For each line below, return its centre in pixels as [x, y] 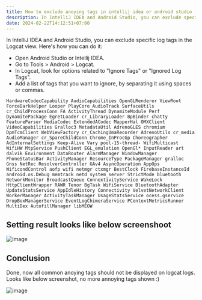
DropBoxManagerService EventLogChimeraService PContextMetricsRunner [95, 201]
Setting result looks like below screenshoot [89, 225]
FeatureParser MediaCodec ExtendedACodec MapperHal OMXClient [86, 122]
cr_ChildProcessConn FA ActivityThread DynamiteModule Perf [83, 112]
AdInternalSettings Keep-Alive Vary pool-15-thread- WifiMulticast [93, 143]
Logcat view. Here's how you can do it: [54, 46]
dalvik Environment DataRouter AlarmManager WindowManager [82, 154]
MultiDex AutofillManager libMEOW [50, 206]
